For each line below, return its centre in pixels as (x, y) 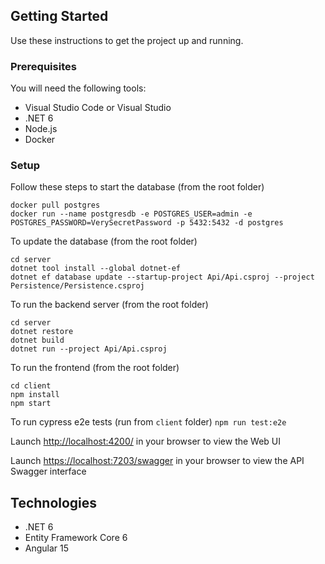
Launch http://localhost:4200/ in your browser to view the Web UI (146, 441)
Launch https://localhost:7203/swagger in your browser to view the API (157, 461)
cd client (31, 386)
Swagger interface (48, 471)
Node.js (41, 129)
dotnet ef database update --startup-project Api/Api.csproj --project (162, 277)
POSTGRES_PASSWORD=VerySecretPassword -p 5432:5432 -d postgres (147, 223)
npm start (31, 404)
